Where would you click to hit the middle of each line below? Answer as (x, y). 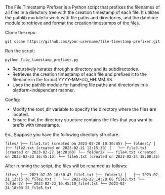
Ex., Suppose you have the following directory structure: (62, 135)
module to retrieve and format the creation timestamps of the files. (73, 23)
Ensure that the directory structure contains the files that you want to (82, 120)
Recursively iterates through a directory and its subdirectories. (76, 69)
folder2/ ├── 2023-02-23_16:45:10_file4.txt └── (56, 184)
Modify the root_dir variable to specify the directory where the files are (84, 109)
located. (21, 114)
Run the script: (20, 51)
